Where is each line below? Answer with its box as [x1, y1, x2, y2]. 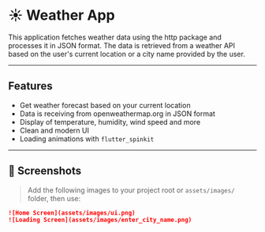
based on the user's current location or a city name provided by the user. [8, 49, 246, 58]
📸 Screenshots [8, 164, 82, 178]
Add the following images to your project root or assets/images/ [27, 185, 235, 195]
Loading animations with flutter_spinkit [19, 133, 155, 144]
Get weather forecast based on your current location [19, 100, 191, 110]
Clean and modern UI [19, 125, 89, 135]
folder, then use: [27, 193, 81, 203]
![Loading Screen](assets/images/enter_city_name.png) [8, 216, 192, 224]
